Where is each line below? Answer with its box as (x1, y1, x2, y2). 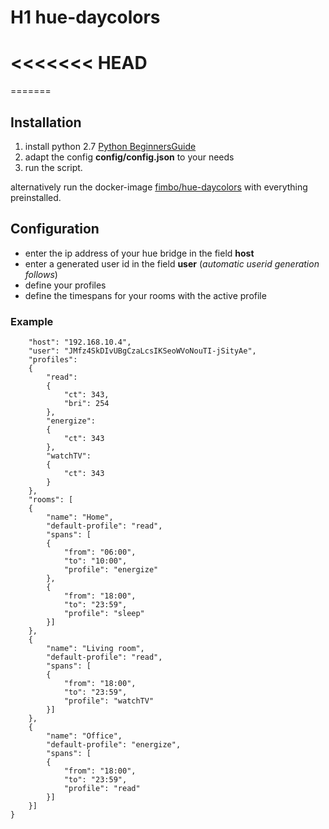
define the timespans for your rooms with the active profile (24, 289, 267, 301)
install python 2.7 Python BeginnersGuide (24, 140, 197, 152)
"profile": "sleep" (63, 609, 145, 619)
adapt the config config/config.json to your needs (24, 151, 235, 163)
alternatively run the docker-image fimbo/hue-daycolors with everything (10, 181, 308, 193)
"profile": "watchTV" (63, 696, 155, 706)
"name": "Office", (46, 731, 123, 741)
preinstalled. (10, 191, 62, 203)
